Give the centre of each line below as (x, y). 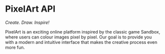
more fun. (15, 47)
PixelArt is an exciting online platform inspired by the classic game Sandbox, (83, 32)
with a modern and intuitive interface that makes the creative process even (81, 42)
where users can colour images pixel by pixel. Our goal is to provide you (79, 37)
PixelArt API (30, 9)
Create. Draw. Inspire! (27, 22)
